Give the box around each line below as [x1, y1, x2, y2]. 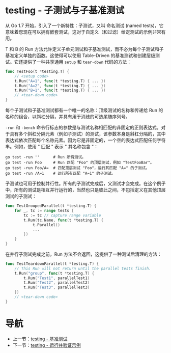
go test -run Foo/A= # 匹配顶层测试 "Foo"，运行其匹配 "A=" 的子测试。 [5, 166, 150, 171]
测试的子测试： [5, 193, 37, 199]
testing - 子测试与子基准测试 [5, 5, 125, 16]
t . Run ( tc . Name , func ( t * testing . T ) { [23, 218, 104, 223]
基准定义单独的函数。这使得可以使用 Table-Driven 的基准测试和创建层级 [5, 52, 156, 59]
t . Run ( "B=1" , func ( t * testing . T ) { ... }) [14, 88, 106, 93]
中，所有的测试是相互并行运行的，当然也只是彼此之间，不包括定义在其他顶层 [5, 187, 166, 193]
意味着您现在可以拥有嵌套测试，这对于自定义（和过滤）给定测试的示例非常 [5, 29, 161, 35]
